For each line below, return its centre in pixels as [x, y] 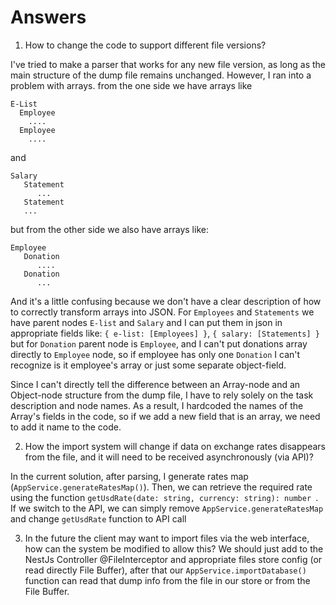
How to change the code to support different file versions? [145, 45]
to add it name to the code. [66, 427]
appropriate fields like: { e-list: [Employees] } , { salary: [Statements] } [165, 333]
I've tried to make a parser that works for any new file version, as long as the [168, 64]
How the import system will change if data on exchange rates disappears [175, 446]
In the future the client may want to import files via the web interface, [167, 538]
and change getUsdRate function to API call [98, 518]
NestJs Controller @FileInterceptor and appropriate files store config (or [173, 559]
